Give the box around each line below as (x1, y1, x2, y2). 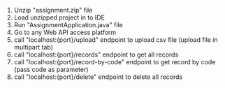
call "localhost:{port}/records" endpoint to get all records (13, 50, 179, 59)
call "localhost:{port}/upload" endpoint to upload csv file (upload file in (13, 36, 218, 44)
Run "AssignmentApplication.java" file (13, 21, 124, 29)
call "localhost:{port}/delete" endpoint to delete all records (13, 73, 183, 81)
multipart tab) (13, 43, 54, 51)
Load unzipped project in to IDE (13, 13, 105, 22)
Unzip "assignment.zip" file (13, 6, 93, 14)
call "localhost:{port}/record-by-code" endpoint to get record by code (13, 58, 216, 66)
